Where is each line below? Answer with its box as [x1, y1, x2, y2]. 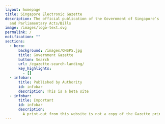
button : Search [18, 57, 50, 62]
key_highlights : [18, 66, 52, 71]
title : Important [18, 98, 54, 103]
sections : [5, 39, 26, 44]
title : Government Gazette [18, 52, 74, 58]
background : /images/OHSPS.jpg [18, 48, 82, 53]
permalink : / [5, 30, 32, 35]
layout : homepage [5, 7, 41, 12]
